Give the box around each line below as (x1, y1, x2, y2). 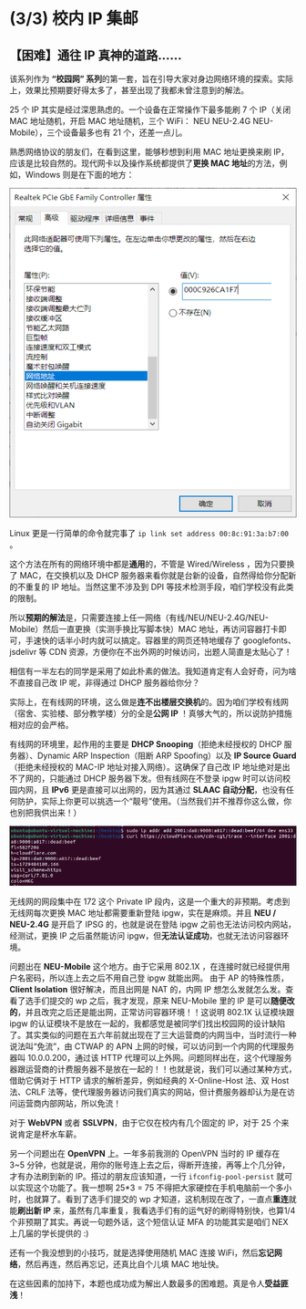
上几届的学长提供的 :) (9, 1228, 89, 1239)
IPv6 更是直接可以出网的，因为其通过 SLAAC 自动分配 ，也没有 (51, 784, 287, 795)
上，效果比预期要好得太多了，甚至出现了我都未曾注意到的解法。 (9, 85, 249, 96)
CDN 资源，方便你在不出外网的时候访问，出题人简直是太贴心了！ (48, 646, 293, 657)
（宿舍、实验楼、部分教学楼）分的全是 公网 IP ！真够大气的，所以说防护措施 (9, 708, 293, 719)
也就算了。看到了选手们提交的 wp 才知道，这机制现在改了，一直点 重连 (25, 1194, 289, 1205)
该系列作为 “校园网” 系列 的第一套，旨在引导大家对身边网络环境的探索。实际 (9, 74, 294, 84)
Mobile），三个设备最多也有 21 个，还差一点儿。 (9, 127, 188, 138)
